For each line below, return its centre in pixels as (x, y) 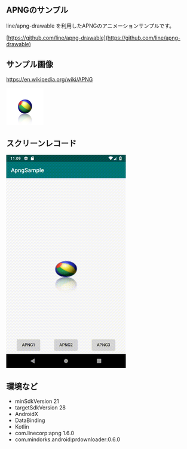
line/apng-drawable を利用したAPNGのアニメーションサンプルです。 (91, 26)
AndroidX (27, 414)
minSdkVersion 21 (37, 401)
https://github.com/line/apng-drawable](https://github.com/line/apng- (94, 38)
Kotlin (22, 427)
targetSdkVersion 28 (40, 408)
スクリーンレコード (41, 144)
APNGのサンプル (37, 10)
